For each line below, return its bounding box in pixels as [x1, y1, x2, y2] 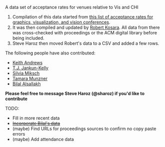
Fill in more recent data [12, 115, 60, 121]
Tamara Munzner [12, 76, 48, 81]
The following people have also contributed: [5, 50, 96, 56]
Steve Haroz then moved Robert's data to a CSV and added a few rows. [12, 40, 160, 46]
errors [12, 131, 25, 137]
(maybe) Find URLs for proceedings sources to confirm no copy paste [12, 126, 157, 132]
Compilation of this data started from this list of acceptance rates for [12, 14, 154, 19]
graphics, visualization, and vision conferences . [12, 19, 111, 25]
